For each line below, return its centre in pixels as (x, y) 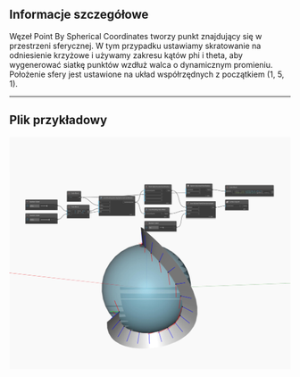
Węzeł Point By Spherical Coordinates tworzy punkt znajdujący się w (136, 36)
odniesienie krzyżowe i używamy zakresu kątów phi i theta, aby (126, 55)
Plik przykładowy (58, 120)
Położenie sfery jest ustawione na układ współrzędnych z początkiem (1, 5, (147, 74)
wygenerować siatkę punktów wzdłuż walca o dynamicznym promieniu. (141, 64)
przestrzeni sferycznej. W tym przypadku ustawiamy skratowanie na (135, 46)
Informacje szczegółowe (79, 15)
